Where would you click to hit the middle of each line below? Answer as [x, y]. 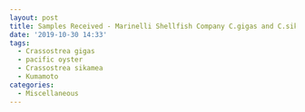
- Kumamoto [38, 77]
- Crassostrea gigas [56, 51]
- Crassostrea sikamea [60, 69]
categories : [32, 85]
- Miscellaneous [48, 93]
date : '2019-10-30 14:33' [58, 34]
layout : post [34, 18]
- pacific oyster [50, 60]
